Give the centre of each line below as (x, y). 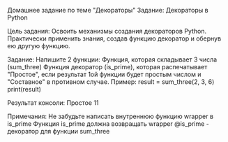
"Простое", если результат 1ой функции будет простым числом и (104, 74)
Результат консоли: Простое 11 (53, 103)
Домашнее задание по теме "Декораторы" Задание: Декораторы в (108, 10)
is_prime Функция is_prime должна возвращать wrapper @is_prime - (108, 124)
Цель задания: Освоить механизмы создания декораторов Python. (107, 31)
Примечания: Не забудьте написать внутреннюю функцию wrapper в (111, 116)
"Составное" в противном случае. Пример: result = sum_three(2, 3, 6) (111, 82)
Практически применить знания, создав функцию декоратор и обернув (114, 38)
